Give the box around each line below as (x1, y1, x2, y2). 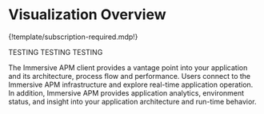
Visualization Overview (8, 6, 166, 24)
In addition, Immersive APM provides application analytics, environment (8, 88, 245, 97)
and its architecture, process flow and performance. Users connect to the (8, 71, 251, 81)
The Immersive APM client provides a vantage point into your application (8, 62, 248, 73)
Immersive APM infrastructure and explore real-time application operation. (8, 80, 254, 89)
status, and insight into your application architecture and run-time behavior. (8, 96, 258, 106)
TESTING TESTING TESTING (8, 47, 103, 57)
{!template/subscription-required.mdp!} (8, 32, 138, 41)
